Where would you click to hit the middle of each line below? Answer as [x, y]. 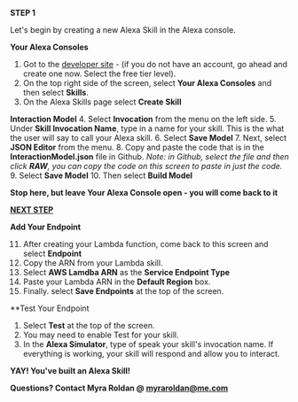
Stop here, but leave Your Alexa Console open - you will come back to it [144, 193]
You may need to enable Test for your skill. [101, 335]
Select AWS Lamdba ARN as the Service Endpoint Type [126, 272]
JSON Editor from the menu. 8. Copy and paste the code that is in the [137, 147]
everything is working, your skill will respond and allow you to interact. [151, 354]
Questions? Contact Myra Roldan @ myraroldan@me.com [119, 388]
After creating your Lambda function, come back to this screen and [145, 244]
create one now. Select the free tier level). [99, 73]
